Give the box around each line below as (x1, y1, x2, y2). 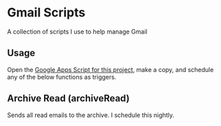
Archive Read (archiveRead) (7, 92, 130, 104)
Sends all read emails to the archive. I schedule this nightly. (7, 111, 175, 119)
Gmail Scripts (7, 5, 86, 21)
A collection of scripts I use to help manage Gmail (7, 27, 148, 36)
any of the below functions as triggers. (7, 73, 117, 81)
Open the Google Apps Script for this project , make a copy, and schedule (7, 65, 214, 73)
